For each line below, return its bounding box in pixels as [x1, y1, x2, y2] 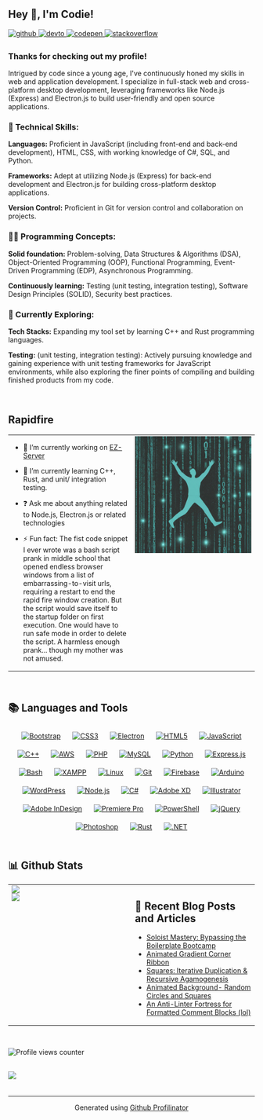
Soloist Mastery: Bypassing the [146, 932, 247, 942]
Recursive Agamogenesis [146, 975, 229, 984]
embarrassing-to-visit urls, [23, 578, 112, 587]
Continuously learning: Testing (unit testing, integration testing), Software [8, 280, 249, 291]
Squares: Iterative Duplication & [146, 966, 248, 975]
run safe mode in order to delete [23, 628, 127, 638]
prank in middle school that [23, 553, 111, 562]
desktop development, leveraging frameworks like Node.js [36, 86, 225, 95]
